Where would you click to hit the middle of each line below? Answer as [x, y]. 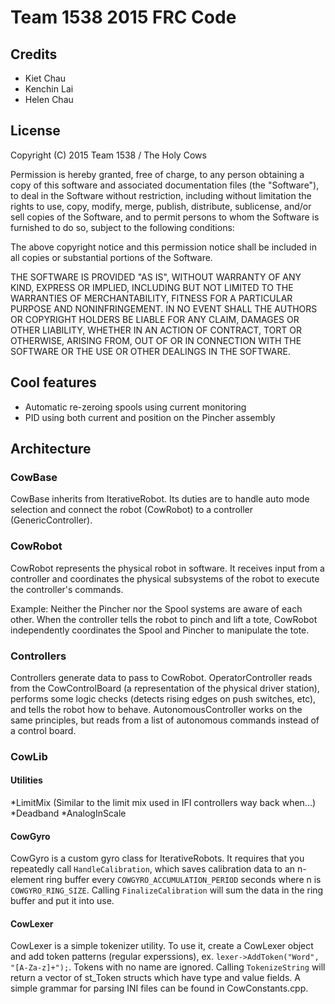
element [27, 880]
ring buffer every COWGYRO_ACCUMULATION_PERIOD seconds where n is [183, 880]
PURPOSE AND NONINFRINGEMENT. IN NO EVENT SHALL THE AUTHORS [164, 308]
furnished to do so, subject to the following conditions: [122, 227]
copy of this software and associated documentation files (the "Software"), [165, 185]
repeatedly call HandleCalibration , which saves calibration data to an [153, 869]
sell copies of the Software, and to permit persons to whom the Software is [165, 217]
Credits [34, 54]
